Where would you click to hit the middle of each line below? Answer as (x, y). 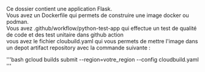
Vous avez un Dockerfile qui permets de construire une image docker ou (98, 15)
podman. (17, 22)
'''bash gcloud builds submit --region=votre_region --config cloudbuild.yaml (102, 59)
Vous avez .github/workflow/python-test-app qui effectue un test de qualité (102, 28)
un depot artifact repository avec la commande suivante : (79, 48)
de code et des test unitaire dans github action (65, 35)
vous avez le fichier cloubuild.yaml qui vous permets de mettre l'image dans (102, 41)
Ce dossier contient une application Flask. (59, 9)
